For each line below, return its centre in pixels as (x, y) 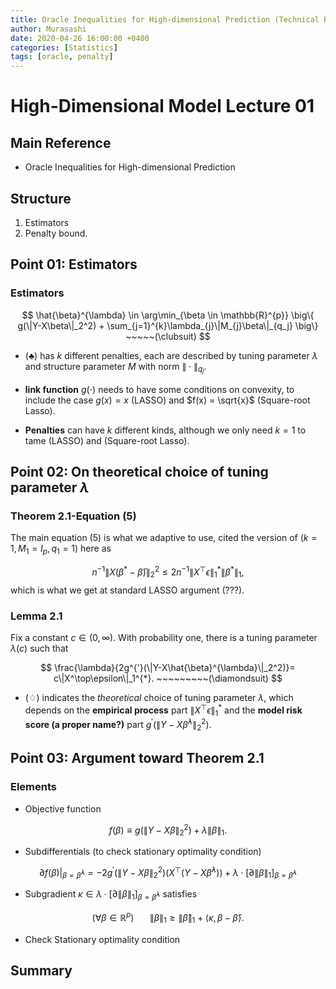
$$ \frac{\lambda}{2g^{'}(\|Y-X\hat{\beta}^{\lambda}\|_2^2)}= (168, 667)
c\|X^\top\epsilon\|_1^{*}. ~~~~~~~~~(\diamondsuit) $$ (168, 678)
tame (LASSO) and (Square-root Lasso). (107, 440)
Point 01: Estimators (74, 264)
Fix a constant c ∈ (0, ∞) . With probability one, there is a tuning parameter (164, 637)
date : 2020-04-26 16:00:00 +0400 (80, 38)
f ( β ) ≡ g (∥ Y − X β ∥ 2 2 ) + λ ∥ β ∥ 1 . (168, 830)
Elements (34, 787)
